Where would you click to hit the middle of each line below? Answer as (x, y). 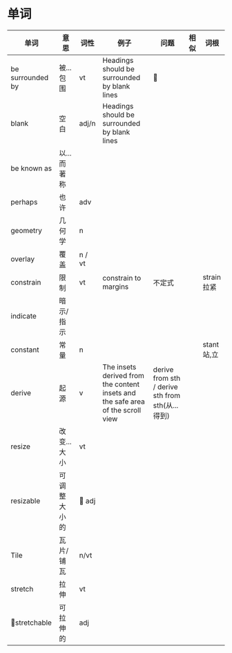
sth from (167, 395)
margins (116, 286)
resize (21, 446)
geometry (27, 230)
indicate (23, 316)
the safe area (124, 401)
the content (121, 384)
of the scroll (122, 410)
